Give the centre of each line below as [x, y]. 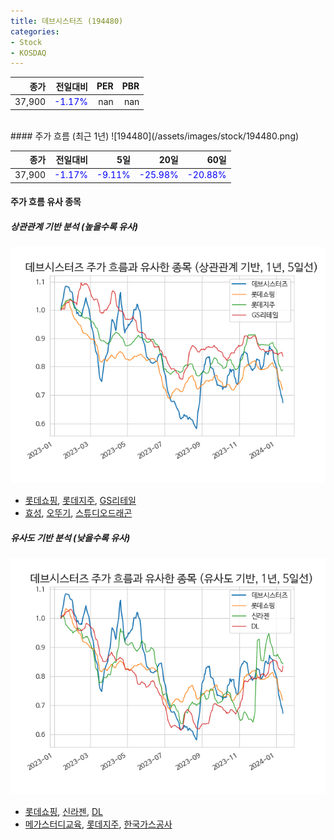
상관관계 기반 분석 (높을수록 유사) [74, 226]
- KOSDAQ [28, 53]
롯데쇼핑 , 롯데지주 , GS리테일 [80, 501]
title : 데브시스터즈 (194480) [67, 21]
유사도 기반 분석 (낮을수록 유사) [70, 537]
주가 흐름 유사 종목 [46, 202]
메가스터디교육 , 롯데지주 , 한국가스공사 [98, 824]
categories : [35, 31]
